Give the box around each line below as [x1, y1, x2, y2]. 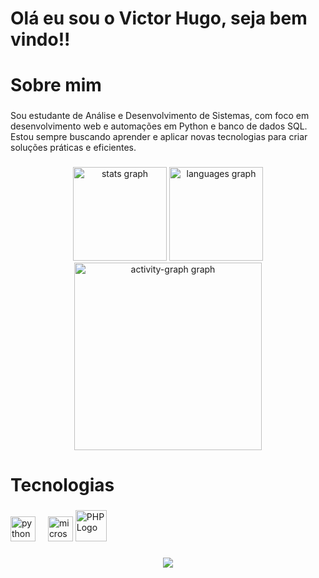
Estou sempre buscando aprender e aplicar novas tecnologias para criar [10, 131, 308, 143]
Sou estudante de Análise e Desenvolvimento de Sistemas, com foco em [10, 110, 310, 122]
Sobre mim [10, 74, 102, 97]
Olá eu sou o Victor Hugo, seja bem [10, 7, 308, 30]
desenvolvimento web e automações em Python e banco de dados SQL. [10, 120, 308, 132]
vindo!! [10, 28, 71, 51]
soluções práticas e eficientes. [10, 142, 137, 154]
